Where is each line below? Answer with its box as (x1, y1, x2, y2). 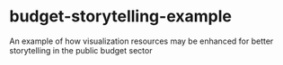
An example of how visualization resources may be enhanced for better (9, 36, 274, 46)
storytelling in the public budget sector (9, 45, 153, 55)
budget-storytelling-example (9, 6, 232, 27)
